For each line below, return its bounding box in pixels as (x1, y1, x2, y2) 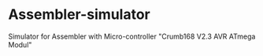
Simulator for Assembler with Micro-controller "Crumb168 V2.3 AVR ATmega (8, 32, 256, 41)
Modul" (8, 39, 32, 49)
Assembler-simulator (8, 6, 151, 24)
